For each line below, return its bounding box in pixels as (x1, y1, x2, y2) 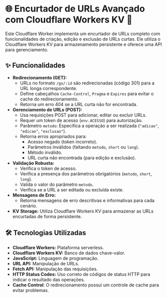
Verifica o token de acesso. (20, 165, 77, 171)
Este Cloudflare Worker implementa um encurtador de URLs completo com (5, 31, 160, 37)
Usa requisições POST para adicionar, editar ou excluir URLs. (20, 112, 147, 118)
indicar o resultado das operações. (12, 276, 85, 282)
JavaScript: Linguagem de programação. (12, 255, 99, 261)
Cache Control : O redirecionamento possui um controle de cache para (12, 282, 159, 288)
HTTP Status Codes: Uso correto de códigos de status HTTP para (12, 271, 150, 277)
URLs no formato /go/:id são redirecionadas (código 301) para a (20, 80, 155, 86)
